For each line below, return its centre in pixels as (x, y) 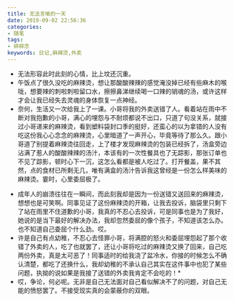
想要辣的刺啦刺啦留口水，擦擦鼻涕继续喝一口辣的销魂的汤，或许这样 (128, 91)
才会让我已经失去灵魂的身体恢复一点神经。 (79, 100)
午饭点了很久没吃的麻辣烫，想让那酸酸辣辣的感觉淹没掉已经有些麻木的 (119, 82)
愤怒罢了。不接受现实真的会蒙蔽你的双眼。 (91, 290)
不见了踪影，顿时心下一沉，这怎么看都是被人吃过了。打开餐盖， (110, 161)
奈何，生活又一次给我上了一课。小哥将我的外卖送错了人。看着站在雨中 (119, 109)
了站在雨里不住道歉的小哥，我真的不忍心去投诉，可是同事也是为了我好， (122, 211)
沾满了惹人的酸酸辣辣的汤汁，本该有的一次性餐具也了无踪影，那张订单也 (122, 152)
